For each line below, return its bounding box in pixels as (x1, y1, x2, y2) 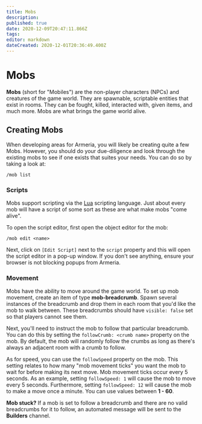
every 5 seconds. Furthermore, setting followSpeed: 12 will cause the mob (6, 381, 192, 388)
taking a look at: (6, 160, 46, 167)
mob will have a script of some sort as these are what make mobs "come (6, 205, 187, 213)
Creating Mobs (6, 125, 63, 136)
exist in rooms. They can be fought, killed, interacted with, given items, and (6, 101, 193, 108)
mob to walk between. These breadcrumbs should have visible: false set (6, 307, 193, 314)
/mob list (6, 172, 31, 178)
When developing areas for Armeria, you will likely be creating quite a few (6, 141, 189, 148)
